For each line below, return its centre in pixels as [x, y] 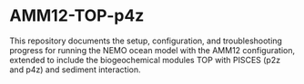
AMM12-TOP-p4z [77, 16]
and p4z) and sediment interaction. [75, 70]
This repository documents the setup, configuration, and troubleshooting [146, 41]
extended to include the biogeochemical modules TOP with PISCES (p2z [145, 60]
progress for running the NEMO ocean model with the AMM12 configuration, [152, 50]
